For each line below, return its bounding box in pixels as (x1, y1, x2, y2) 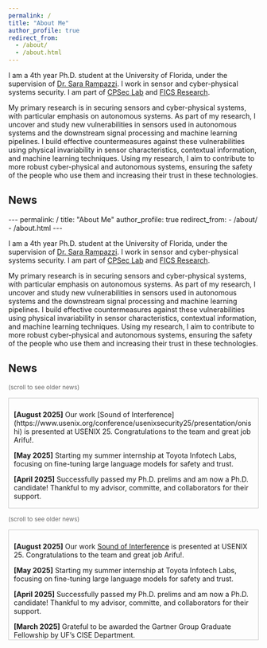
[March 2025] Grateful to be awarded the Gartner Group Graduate (14, 622, 232, 631)
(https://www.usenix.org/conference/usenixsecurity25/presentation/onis (14, 418, 252, 427)
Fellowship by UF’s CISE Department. (14, 630, 136, 639)
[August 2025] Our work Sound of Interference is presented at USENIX (14, 541, 248, 551)
